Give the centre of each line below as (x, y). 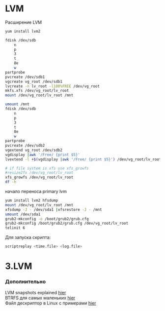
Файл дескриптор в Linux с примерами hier (51, 303)
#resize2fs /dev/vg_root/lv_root (39, 173)
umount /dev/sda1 (23, 214)
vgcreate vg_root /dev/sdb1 (34, 81)
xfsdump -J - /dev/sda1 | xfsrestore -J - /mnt (54, 210)
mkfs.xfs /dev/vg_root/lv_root (37, 91)
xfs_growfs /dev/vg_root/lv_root (39, 177)
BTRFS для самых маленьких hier (40, 298)
